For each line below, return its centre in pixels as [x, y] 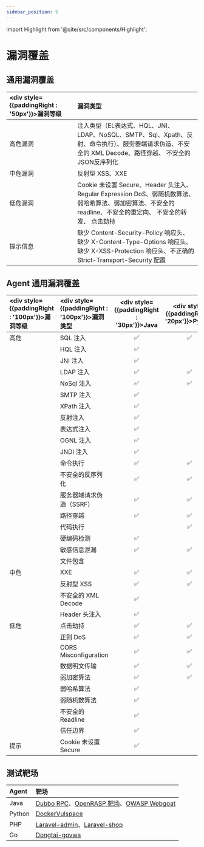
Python [20, 814]
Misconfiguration [84, 655]
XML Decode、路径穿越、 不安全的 [141, 153]
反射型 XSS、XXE [102, 173]
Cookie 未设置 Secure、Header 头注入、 [134, 185]
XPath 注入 [75, 406]
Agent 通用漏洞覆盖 [43, 283]
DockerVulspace [59, 814]
